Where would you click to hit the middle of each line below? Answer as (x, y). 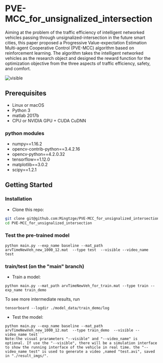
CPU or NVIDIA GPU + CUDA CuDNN (49, 120)
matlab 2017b (25, 115)
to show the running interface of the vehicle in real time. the (72, 347)
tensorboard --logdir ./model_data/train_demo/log (57, 308)
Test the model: (28, 317)
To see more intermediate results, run (42, 299)
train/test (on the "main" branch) (45, 266)
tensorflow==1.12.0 (31, 159)
